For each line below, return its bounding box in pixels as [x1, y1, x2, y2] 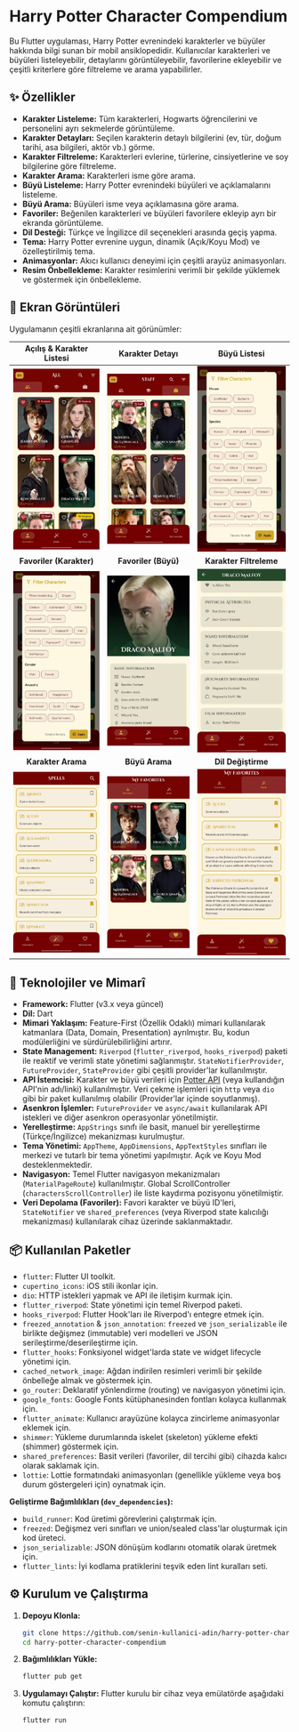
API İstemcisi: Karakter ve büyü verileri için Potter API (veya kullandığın [21, 1075, 285, 1085]
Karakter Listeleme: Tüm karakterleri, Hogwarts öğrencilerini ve [21, 113, 258, 124]
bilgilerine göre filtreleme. [21, 160, 117, 171]
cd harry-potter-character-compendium [21, 1638, 166, 1647]
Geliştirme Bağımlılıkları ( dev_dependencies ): [9, 1496, 174, 1507]
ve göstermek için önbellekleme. [21, 274, 142, 285]
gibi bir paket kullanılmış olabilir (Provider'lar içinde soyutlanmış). [21, 1093, 261, 1104]
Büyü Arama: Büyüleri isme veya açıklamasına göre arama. [21, 198, 239, 209]
